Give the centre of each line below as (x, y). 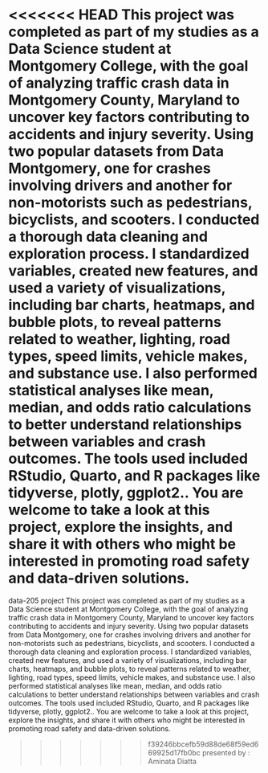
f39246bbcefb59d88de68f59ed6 (203, 744)
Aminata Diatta (172, 761)
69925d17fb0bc (174, 752)
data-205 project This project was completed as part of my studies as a (127, 600)
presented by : (226, 752)
